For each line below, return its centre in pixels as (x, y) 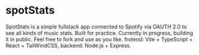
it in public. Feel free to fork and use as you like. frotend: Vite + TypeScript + (99, 39)
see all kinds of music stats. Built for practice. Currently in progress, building (99, 33)
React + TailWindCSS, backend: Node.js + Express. (69, 46)
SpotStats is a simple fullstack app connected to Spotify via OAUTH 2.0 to (96, 27)
